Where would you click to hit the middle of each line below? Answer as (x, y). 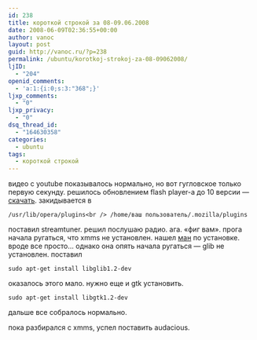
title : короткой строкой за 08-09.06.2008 (79, 23)
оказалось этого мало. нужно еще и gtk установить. (96, 283)
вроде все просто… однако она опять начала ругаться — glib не (116, 246)
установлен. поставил (45, 254)
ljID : (17, 67)
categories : (28, 139)
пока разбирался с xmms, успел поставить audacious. (99, 327)
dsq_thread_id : (33, 125)
